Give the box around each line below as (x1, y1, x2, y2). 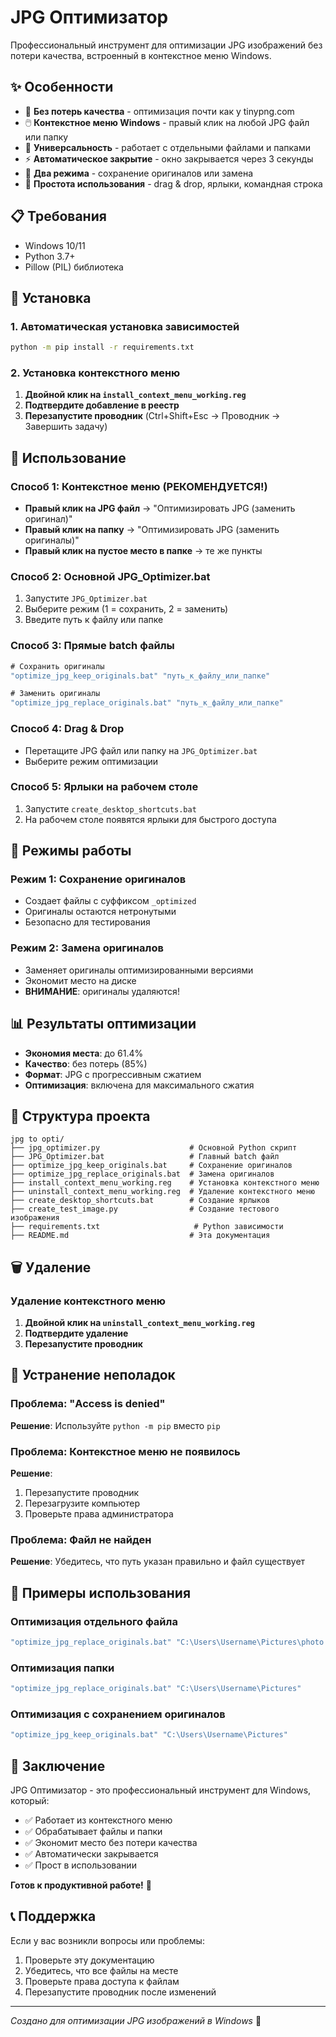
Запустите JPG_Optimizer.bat (24, 592, 148, 605)
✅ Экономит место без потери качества (24, 1837, 198, 1849)
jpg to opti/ (10, 1134, 65, 1145)
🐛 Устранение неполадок (10, 1367, 176, 1384)
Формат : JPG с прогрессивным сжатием (24, 1068, 202, 1080)
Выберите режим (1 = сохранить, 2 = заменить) (24, 603, 229, 615)
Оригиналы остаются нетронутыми (24, 906, 177, 918)
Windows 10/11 (24, 239, 86, 251)
